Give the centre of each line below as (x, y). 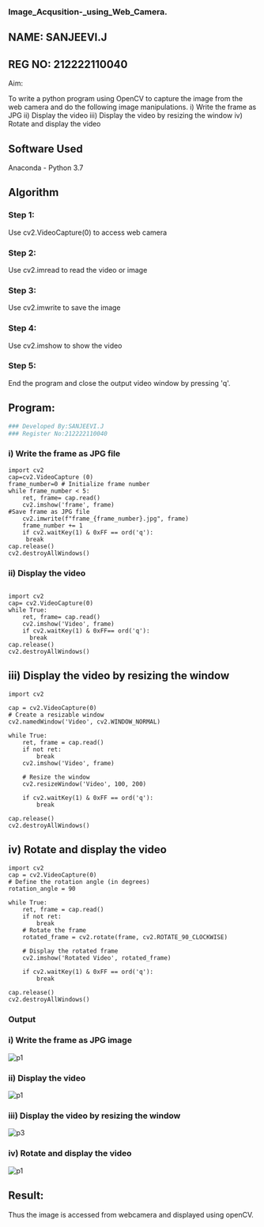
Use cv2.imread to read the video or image (78, 270)
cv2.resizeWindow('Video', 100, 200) (85, 784)
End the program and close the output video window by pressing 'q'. (119, 383)
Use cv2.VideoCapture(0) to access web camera (88, 232)
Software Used (45, 149)
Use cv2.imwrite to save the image (64, 308)
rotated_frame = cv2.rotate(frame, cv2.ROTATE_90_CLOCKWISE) (125, 937)
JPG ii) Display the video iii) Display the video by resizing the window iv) (126, 115)
